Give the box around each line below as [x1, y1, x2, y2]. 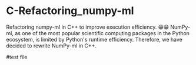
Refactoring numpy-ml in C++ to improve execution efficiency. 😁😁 [6, 23, 170, 30]
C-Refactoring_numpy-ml [6, 4, 134, 18]
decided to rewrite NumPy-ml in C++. [6, 42, 97, 49]
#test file [6, 53, 28, 60]
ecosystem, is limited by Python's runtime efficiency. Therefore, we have [6, 36, 182, 43]
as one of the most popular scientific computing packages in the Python [14, 29, 190, 36]
